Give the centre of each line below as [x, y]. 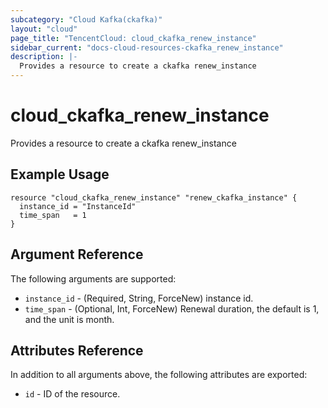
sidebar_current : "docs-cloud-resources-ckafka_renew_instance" [147, 47]
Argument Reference [77, 254]
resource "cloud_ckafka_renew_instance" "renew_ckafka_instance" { [154, 197]
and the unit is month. [69, 319]
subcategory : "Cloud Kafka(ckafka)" [86, 19]
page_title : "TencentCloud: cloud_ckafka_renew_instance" [133, 38]
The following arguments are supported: [93, 278]
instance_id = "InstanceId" [78, 206]
